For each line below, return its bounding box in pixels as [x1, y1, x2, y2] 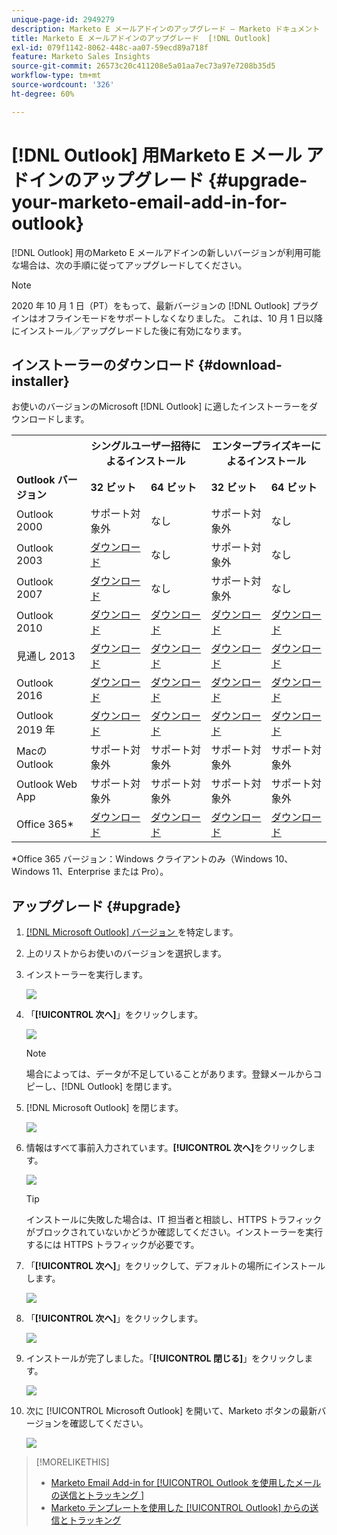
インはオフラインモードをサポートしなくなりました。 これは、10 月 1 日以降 [11, 312, 323, 324]
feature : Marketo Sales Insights [11, 52, 151, 62]
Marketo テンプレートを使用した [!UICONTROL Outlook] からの [50, 1502, 311, 1514]
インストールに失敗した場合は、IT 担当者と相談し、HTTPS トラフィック [25, 1214, 323, 1226]
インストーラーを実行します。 [25, 969, 149, 981]
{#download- [197, 356, 283, 373]
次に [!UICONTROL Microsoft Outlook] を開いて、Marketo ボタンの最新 [25, 1405, 318, 1417]
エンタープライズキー [211, 439, 311, 453]
